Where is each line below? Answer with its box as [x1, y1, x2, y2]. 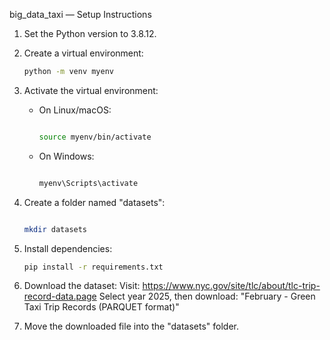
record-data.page [23, 290, 97, 303]
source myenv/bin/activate [38, 132, 152, 142]
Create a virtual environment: [23, 47, 144, 59]
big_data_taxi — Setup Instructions [9, 9, 152, 20]
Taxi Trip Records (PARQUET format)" [23, 301, 180, 313]
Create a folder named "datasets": [23, 196, 166, 208]
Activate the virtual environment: [23, 84, 159, 96]
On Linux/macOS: [38, 104, 112, 116]
